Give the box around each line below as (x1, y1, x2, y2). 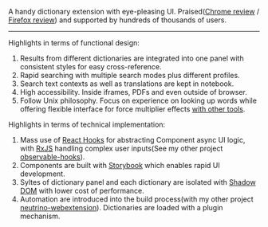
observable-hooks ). (19, 152, 85, 162)
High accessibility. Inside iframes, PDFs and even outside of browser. (19, 88, 247, 96)
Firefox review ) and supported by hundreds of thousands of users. (8, 15, 227, 25)
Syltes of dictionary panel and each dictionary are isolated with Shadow (19, 178, 257, 186)
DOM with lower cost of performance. (19, 186, 145, 195)
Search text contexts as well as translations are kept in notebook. (19, 79, 235, 88)
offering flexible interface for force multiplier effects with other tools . (19, 104, 246, 114)
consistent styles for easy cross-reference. (19, 62, 162, 71)
